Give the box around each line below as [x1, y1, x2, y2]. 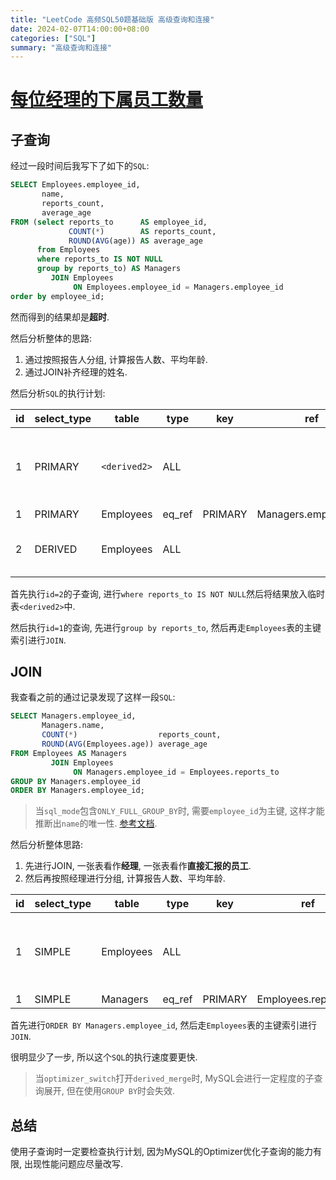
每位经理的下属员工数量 [10, 89, 204, 111]
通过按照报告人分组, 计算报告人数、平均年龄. [24, 353, 208, 365]
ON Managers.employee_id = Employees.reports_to [73, 767, 280, 777]
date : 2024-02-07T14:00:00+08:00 [10, 24, 150, 34]
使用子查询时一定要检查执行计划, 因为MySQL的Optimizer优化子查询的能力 [10, 1146, 314, 1158]
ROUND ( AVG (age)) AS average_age [68, 236, 203, 246]
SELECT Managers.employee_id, [10, 711, 137, 721]
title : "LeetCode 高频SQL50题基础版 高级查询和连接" [10, 14, 215, 25]
